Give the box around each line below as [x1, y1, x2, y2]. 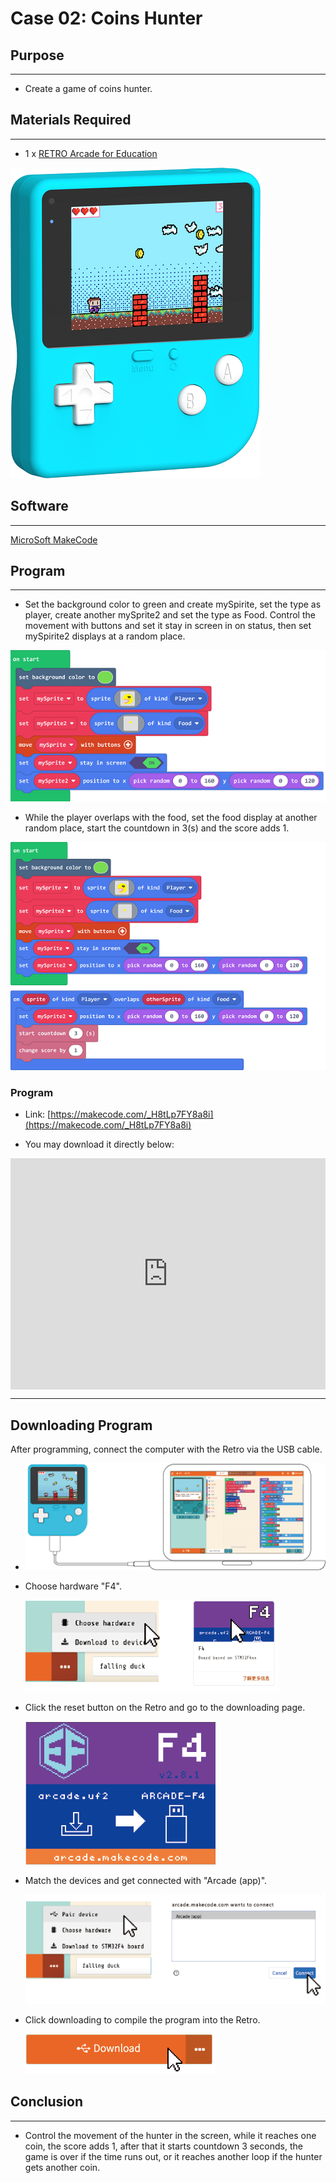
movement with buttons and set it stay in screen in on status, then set [24, 620, 312, 632]
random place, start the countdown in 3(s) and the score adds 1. [24, 822, 290, 834]
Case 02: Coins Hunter [10, 7, 203, 30]
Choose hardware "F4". [24, 1580, 123, 1592]
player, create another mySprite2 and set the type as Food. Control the [24, 609, 316, 621]
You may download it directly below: [24, 1138, 175, 1151]
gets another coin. [24, 2161, 101, 2173]
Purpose [10, 47, 65, 64]
